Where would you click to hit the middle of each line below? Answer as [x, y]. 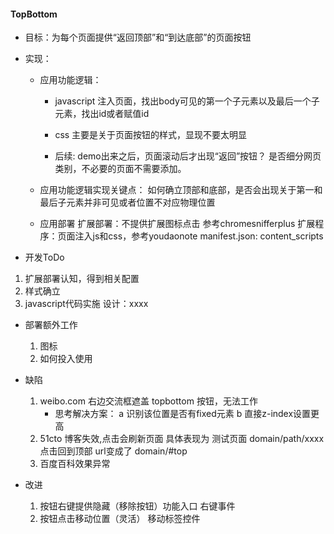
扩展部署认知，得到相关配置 [82, 279]
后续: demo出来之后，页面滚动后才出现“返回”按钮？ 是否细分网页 [188, 156]
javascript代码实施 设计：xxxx [86, 304]
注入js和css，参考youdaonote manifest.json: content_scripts [199, 236]
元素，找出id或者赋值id [102, 114]
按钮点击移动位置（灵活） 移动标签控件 [120, 519]
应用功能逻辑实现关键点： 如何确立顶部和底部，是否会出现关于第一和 [181, 190]
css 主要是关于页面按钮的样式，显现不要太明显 [151, 135]
